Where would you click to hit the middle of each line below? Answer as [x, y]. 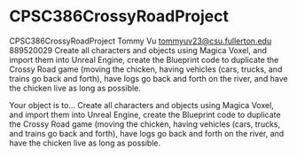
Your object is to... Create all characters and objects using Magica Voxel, [142, 105]
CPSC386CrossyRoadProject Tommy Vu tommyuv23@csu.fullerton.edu [141, 41]
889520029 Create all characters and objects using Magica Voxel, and [138, 50]
